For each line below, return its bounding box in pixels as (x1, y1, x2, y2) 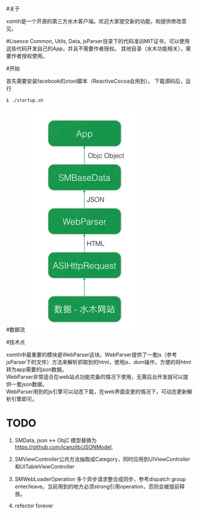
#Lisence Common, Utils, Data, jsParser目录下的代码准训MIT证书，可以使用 (6, 38, 190, 44)
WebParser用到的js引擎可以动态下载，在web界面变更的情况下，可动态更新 (6, 388, 187, 395)
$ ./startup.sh (6, 97, 44, 103)
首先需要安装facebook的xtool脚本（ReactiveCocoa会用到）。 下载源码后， (6, 77, 186, 84)
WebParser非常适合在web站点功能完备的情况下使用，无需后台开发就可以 (6, 373, 183, 380)
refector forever (14, 502, 54, 509)
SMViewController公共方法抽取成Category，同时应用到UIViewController (14, 456, 190, 463)
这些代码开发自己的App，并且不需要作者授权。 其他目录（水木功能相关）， (6, 45, 186, 52)
